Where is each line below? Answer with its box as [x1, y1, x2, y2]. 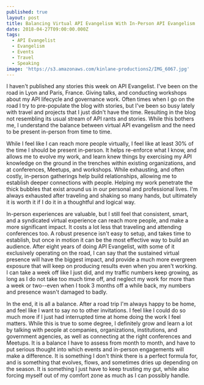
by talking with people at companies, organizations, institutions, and [6, 326, 178, 334]
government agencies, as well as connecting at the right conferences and [6, 333, 192, 340]
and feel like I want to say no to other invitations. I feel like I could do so [6, 307, 186, 314]
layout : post [6, 15, 40, 21]
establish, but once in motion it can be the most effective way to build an [6, 236, 189, 244]
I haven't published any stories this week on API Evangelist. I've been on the [6, 83, 198, 90]
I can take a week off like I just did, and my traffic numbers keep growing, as [6, 269, 199, 276]
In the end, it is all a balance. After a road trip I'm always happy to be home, [6, 301, 197, 308]
